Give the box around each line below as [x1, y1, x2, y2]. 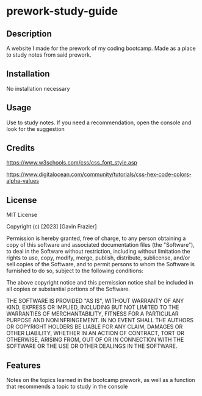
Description [6, 29, 52, 39]
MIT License [6, 211, 38, 219]
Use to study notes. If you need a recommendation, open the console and [6, 119, 192, 126]
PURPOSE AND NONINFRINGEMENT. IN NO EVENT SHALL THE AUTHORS [6, 317, 194, 324]
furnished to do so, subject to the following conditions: [6, 267, 143, 275]
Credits [6, 143, 35, 154]
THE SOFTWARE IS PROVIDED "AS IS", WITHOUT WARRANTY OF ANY [6, 297, 184, 305]
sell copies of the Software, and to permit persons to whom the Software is [6, 261, 195, 268]
